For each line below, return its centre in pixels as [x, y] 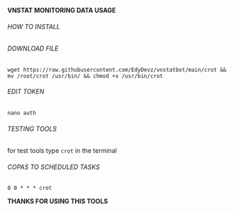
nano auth [22, 113]
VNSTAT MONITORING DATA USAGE [62, 10]
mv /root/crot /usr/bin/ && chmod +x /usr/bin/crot [85, 76]
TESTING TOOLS [32, 129]
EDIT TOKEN [26, 92]
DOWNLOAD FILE [33, 48]
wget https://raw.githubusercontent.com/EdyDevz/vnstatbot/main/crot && [117, 70]
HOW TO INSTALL [34, 26]
